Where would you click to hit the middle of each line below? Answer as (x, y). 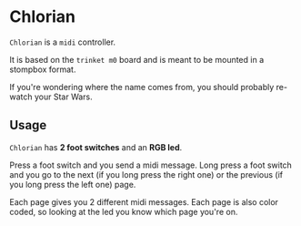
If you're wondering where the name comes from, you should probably (142, 87)
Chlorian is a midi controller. (63, 42)
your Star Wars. (63, 97)
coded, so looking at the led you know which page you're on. (124, 211)
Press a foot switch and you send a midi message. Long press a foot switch (151, 165)
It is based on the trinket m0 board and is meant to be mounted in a (137, 59)
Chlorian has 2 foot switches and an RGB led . (96, 147)
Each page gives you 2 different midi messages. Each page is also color (144, 201)
